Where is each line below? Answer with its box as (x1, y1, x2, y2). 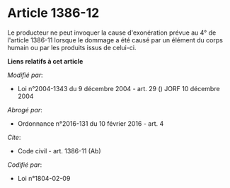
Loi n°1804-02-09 (17, 174, 71, 182)
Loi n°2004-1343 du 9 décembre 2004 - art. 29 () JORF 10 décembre (17, 84, 221, 93)
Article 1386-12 (7, 5, 100, 21)
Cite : (7, 133, 21, 141)
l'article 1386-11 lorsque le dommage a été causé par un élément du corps (7, 35, 223, 44)
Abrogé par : (7, 105, 42, 114)
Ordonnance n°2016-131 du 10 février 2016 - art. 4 (17, 119, 164, 128)
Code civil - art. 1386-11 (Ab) (17, 146, 101, 155)
